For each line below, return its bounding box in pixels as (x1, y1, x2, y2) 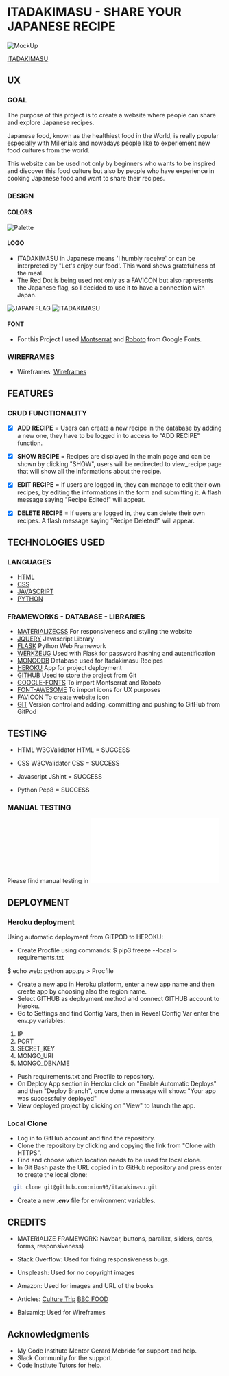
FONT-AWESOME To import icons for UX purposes (16, 686, 161, 694)
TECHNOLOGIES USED (7, 536, 105, 548)
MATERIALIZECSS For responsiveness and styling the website (16, 628, 193, 636)
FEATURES (7, 387, 54, 399)
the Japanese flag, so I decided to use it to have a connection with (16, 283, 205, 292)
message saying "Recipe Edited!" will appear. (16, 496, 145, 504)
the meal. (16, 268, 44, 277)
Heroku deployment (7, 917, 75, 927)
